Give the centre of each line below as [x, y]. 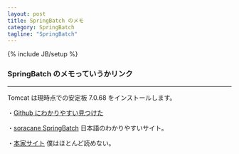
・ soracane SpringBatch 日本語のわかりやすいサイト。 [87, 128]
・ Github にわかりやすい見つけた [55, 113]
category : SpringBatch [41, 27]
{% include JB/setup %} [43, 54]
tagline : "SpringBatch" [43, 34]
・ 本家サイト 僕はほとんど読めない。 [61, 143]
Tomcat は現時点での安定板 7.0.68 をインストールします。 [92, 98]
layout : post [27, 14]
